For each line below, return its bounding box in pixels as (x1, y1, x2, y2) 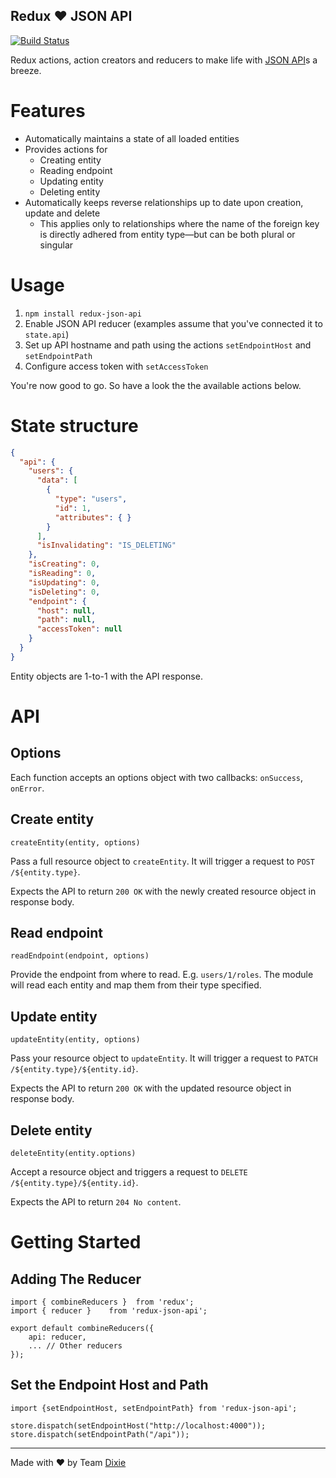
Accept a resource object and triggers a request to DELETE (10, 1166, 248, 1178)
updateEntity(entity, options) (10, 1035, 141, 1045)
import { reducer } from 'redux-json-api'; (10, 1306, 208, 1316)
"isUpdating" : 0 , (28, 577, 101, 588)
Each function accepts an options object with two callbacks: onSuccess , (10, 771, 304, 783)
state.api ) (24, 328, 70, 340)
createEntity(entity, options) (10, 837, 141, 848)
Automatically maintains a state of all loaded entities (24, 132, 240, 144)
